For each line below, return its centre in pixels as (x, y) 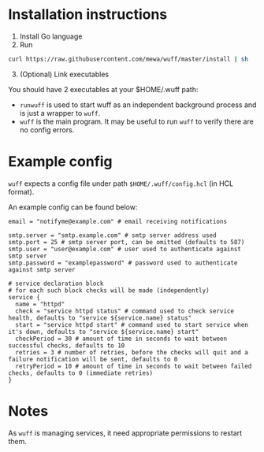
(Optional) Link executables (64, 74)
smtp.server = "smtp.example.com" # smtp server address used (112, 235)
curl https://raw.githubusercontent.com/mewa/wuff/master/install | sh (128, 59)
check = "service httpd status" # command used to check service (125, 311)
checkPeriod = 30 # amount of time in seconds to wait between (121, 339)
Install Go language (51, 36)
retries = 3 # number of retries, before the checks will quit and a (132, 352)
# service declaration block (56, 283)
